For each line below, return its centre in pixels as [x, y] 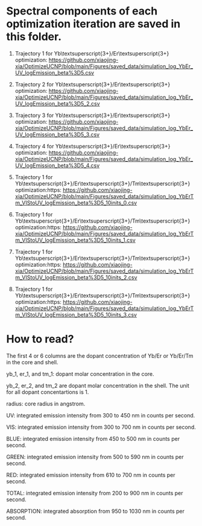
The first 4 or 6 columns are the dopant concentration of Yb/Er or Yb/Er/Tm [100, 356]
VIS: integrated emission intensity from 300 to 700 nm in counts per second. [101, 427]
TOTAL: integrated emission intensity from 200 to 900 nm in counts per [95, 493]
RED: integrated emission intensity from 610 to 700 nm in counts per [91, 475]
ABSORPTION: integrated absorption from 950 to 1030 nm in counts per [96, 511]
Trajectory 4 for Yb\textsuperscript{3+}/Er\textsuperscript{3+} [93, 146]
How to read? [40, 339]
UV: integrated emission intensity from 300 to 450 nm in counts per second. [101, 415]
